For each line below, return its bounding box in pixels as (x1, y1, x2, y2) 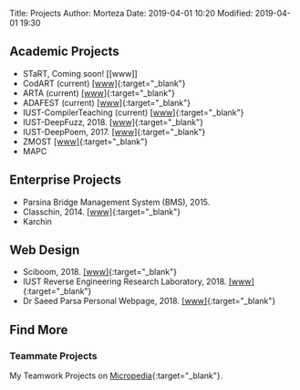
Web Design (9, 242, 80, 258)
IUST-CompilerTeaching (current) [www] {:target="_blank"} (22, 107, 244, 118)
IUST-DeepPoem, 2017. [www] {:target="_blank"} (22, 126, 206, 137)
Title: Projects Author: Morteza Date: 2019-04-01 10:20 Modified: (9, 8, 253, 18)
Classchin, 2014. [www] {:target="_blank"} (22, 206, 181, 217)
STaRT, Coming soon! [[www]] (22, 68, 139, 79)
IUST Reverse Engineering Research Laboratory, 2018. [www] (22, 276, 255, 287)
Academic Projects (9, 44, 120, 59)
